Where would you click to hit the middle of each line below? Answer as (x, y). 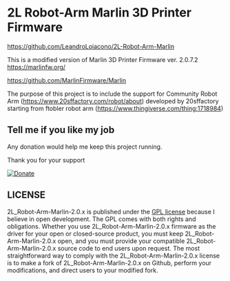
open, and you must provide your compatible (121, 241)
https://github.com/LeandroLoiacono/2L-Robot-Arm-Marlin (91, 46)
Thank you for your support (46, 160)
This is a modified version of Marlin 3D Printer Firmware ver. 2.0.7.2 (103, 59)
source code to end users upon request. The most (129, 248)
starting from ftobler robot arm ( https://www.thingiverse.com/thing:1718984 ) (115, 108)
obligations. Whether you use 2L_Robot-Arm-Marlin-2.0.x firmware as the (112, 226)
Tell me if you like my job (61, 130)
